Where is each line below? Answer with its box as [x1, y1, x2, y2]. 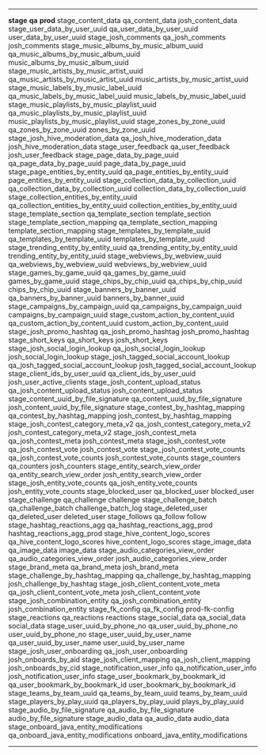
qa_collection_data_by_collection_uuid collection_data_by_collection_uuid [8, 184, 246, 193]
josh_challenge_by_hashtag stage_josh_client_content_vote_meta [8, 579, 220, 588]
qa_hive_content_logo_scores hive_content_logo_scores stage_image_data [8, 537, 252, 546]
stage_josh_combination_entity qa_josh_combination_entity [8, 596, 202, 605]
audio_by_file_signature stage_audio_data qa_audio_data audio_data [8, 714, 230, 723]
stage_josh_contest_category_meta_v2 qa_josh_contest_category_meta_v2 [8, 419, 252, 428]
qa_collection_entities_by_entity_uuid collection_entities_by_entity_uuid [8, 201, 237, 210]
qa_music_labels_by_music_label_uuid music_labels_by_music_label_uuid [8, 92, 246, 101]
